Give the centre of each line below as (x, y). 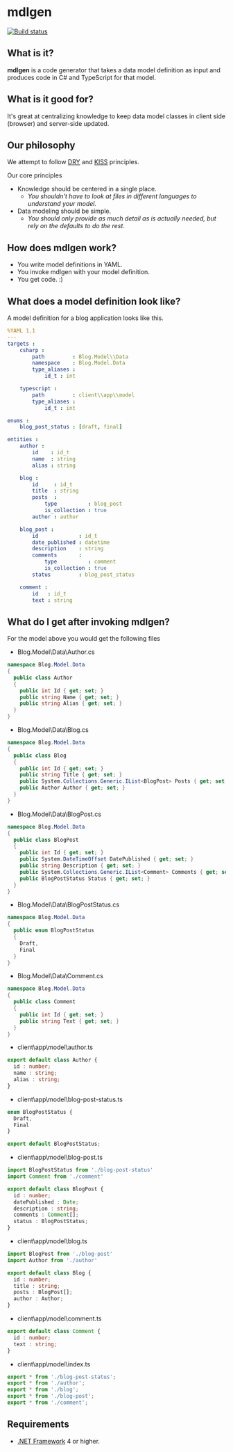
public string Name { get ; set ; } (69, 697)
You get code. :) (40, 280)
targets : (21, 344)
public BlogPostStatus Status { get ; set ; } (85, 878)
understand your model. (62, 204)
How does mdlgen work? (62, 248)
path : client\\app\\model (84, 395)
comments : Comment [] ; (46, 1215)
